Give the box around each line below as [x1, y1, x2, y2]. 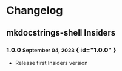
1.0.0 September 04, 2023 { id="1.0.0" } [6, 46, 117, 54]
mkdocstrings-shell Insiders [6, 28, 116, 38]
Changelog [6, 4, 63, 17]
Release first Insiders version [15, 59, 88, 66]
